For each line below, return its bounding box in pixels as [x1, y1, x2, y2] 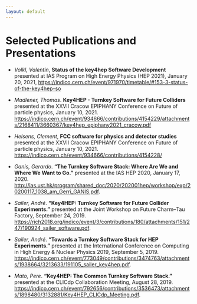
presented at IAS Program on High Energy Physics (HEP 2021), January [14, 72, 188, 80]
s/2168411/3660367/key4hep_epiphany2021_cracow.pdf [14, 121, 152, 128]
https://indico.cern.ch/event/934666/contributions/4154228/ [14, 151, 163, 158]
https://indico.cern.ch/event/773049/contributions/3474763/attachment [14, 255, 190, 262]
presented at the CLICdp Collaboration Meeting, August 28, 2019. [14, 278, 173, 286]
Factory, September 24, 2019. [14, 212, 86, 219]
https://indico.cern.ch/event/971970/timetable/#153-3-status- [38, 78, 188, 85]
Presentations [5, 47, 76, 60]
